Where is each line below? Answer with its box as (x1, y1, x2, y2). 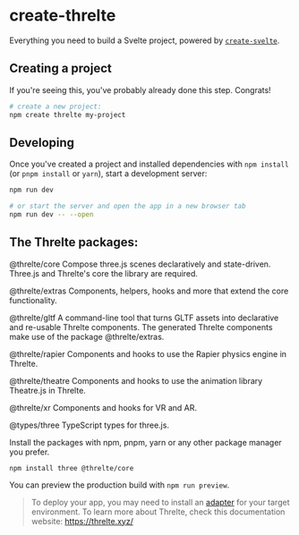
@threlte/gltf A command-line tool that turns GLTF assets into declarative (9, 312, 279, 323)
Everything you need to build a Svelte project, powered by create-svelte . (9, 35, 280, 46)
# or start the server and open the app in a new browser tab (9, 202, 246, 211)
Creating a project (9, 61, 112, 76)
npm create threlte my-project (9, 110, 126, 119)
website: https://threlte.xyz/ (30, 515, 134, 526)
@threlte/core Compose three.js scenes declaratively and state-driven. (9, 259, 271, 269)
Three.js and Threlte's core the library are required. (9, 267, 199, 278)
